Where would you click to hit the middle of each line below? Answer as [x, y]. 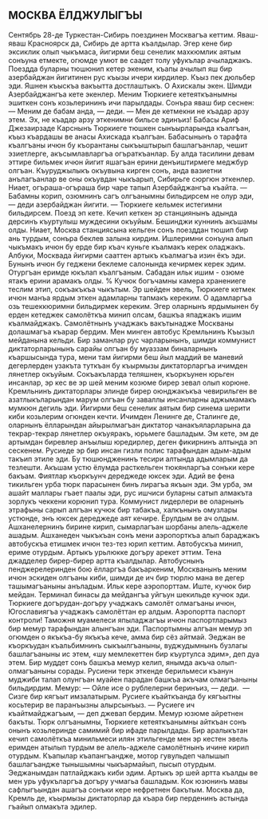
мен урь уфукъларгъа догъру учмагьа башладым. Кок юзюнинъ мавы [128, 781]
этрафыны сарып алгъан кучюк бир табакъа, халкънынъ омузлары [123, 509]
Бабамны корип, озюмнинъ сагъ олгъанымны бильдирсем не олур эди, [131, 196]
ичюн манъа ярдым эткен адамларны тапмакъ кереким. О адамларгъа [130, 298]
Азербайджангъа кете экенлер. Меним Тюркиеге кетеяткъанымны [123, 94]
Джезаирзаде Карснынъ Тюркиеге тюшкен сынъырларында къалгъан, [130, 128]
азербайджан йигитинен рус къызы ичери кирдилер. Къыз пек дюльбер [132, 77]
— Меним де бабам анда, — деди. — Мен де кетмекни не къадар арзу [129, 111]
